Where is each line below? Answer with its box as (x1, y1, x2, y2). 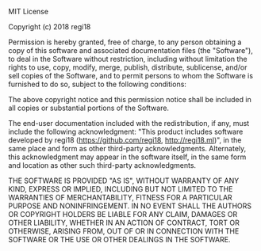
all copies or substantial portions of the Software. (8, 103, 169, 112)
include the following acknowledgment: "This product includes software (8, 127, 244, 136)
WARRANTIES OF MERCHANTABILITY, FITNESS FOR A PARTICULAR (8, 193, 232, 202)
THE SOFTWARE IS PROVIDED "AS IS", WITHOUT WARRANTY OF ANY (8, 176, 240, 185)
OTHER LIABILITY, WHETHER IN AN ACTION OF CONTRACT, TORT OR (8, 218, 240, 227)
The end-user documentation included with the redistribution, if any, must (8, 119, 250, 127)
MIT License (8, 7, 49, 16)
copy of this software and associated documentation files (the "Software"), (8, 46, 254, 55)
